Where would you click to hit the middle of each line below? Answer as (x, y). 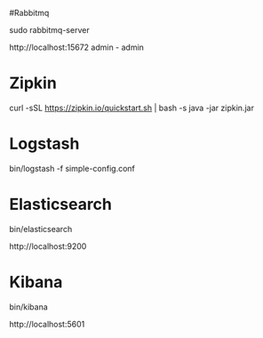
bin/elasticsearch (41, 229)
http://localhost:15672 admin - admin (77, 47)
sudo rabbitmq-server (50, 30)
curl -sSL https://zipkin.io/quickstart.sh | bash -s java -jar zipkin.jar (132, 108)
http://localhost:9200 (48, 246)
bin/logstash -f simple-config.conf (72, 168)
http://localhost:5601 (47, 324)
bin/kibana (29, 307)
